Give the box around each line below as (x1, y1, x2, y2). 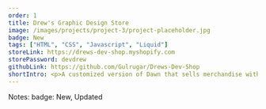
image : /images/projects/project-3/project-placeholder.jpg (8, 26, 211, 34)
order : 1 (8, 11, 37, 20)
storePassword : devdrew (8, 56, 87, 64)
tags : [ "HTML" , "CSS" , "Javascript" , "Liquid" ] (8, 41, 169, 49)
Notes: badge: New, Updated (8, 92, 103, 101)
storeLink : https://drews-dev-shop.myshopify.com (8, 48, 176, 56)
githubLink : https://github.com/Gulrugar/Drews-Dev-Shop (8, 63, 200, 71)
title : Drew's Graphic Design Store (8, 19, 129, 27)
